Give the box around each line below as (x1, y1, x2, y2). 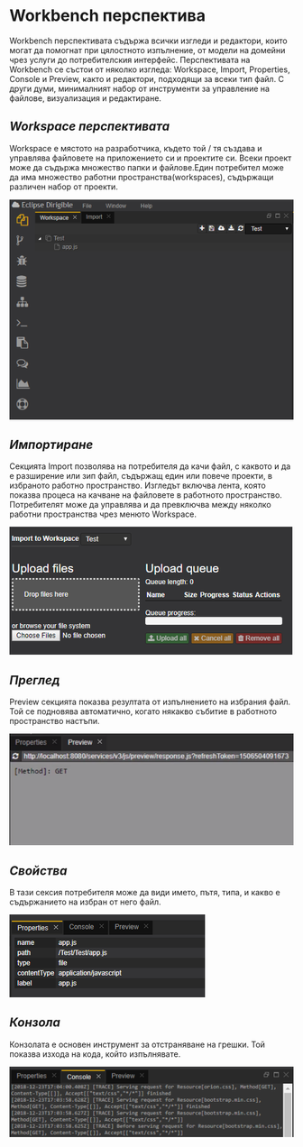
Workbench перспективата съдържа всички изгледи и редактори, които (9, 35, 288, 46)
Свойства (9, 863, 68, 878)
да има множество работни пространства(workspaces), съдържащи (9, 171, 274, 182)
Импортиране (9, 437, 94, 452)
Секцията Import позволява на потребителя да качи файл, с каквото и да (9, 461, 291, 472)
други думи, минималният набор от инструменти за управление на (9, 83, 271, 94)
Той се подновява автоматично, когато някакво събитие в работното (9, 706, 278, 717)
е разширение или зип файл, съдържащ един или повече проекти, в (9, 471, 273, 482)
